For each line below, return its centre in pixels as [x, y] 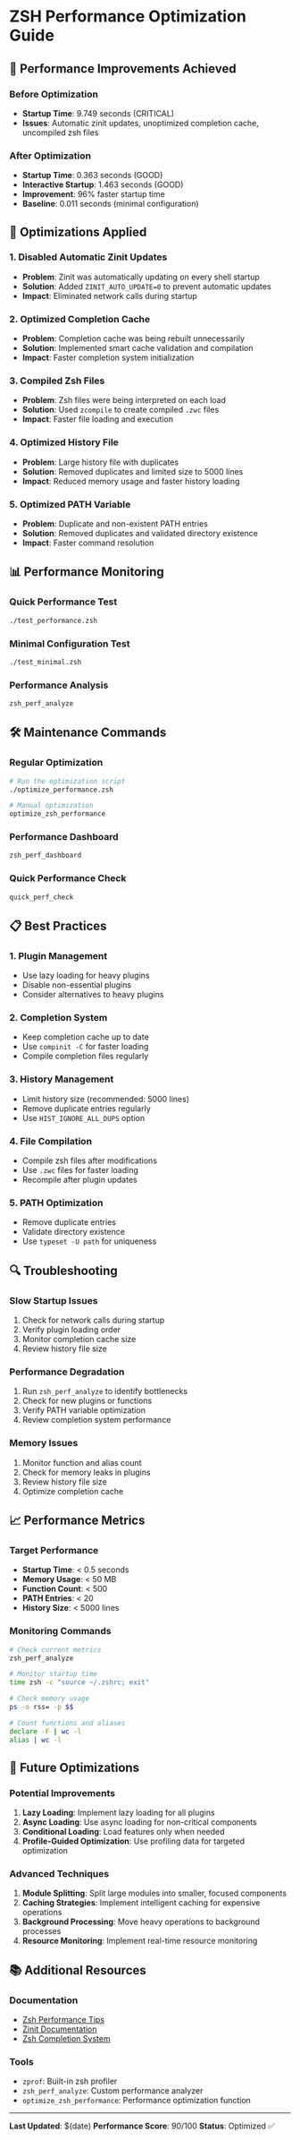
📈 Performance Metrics [77, 1521]
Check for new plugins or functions [87, 1401]
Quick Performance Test [63, 602]
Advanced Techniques [59, 1874]
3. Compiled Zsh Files [57, 381]
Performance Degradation [67, 1372]
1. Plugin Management [58, 955]
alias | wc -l [36, 1740]
